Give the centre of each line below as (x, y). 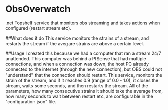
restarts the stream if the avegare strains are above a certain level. (75, 43)
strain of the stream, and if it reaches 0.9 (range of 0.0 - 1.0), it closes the (82, 80)
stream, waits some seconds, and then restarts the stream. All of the (77, 85)
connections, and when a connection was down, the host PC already (77, 64)
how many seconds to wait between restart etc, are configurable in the (79, 96)
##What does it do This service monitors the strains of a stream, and (77, 38)
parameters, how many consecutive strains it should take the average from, (84, 91)
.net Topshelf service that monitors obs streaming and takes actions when (83, 23)
